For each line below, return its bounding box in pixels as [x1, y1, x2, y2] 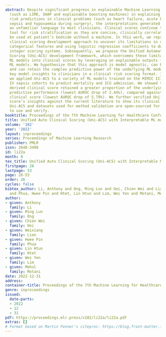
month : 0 [5, 154, 23, 159]
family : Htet [9, 251, 37, 256]
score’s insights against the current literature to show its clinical [9, 99, 161, 104]
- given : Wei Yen [5, 255, 41, 260]
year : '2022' [5, 126, 32, 131]
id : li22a [5, 150, 26, 155]
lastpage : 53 [5, 168, 32, 173]
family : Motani [9, 269, 41, 274]
